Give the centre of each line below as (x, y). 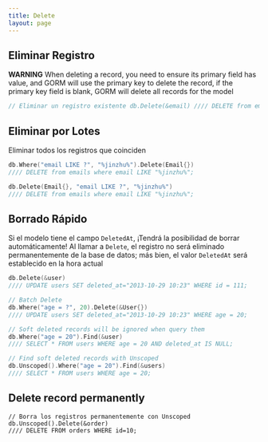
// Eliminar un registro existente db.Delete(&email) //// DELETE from (130, 106)
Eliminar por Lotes (54, 131)
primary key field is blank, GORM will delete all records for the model (121, 92)
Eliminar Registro (52, 55)
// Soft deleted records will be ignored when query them (106, 329)
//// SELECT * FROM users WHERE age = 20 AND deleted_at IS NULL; (121, 344)
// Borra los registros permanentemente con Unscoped (100, 416)
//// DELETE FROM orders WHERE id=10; (73, 430)
